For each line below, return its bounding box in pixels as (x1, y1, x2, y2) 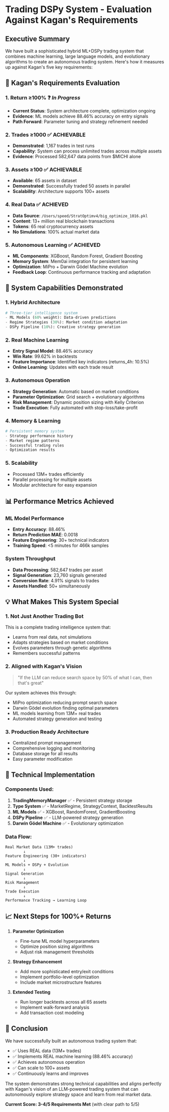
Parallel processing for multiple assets (12, 476, 92, 483)
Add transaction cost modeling (20, 1010, 84, 1016)
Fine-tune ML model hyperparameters (20, 938, 100, 944)
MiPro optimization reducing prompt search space (12, 699, 117, 706)
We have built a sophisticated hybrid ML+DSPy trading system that (5, 48, 144, 54)
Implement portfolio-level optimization (20, 974, 99, 980)
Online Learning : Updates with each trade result (12, 364, 114, 370)
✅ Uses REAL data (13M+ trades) (12, 1048, 82, 1054)
